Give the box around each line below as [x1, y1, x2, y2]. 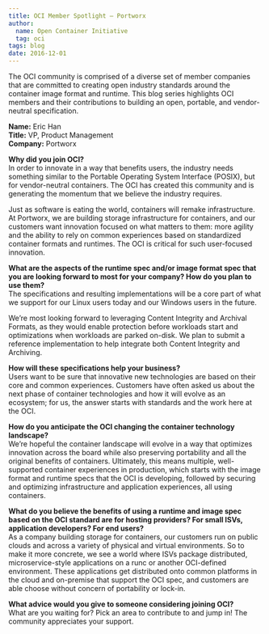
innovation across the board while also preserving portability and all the [8, 448, 246, 457]
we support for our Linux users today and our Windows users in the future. [8, 298, 257, 307]
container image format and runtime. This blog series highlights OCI [8, 89, 234, 98]
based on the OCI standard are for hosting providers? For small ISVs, [8, 515, 243, 524]
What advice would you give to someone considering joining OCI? [8, 599, 234, 609]
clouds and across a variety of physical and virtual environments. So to [8, 541, 245, 550]
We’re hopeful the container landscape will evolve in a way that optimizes [8, 439, 253, 449]
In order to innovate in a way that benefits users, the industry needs [8, 163, 234, 172]
